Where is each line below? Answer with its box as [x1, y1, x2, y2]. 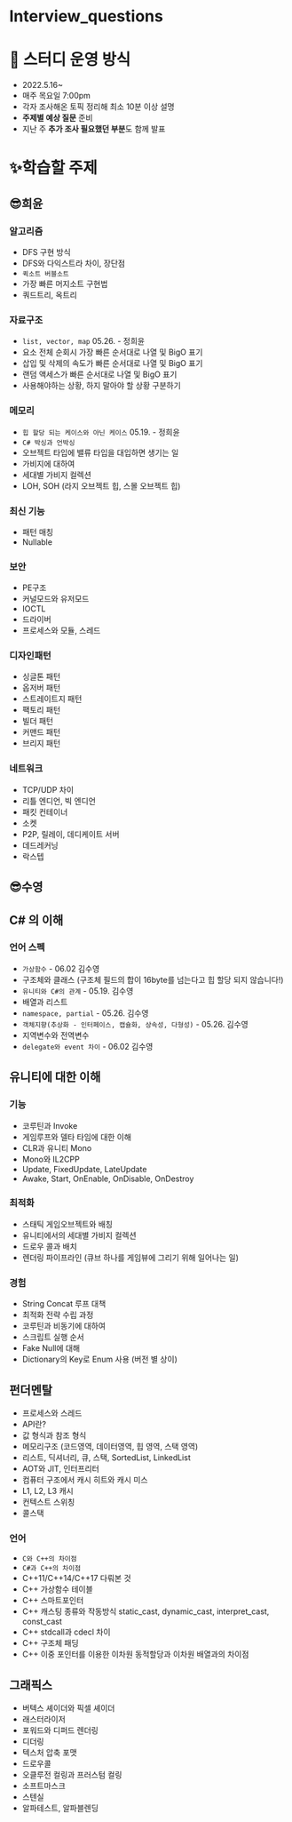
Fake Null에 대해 [21, 1343, 81, 1354]
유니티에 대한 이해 [9, 1069, 101, 1085]
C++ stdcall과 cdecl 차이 [21, 1626, 111, 1637]
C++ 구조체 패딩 [21, 1638, 79, 1649]
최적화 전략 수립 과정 [21, 1309, 94, 1321]
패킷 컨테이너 [21, 806, 68, 817]
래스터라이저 [21, 1714, 67, 1725]
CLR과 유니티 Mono [21, 1142, 92, 1153]
